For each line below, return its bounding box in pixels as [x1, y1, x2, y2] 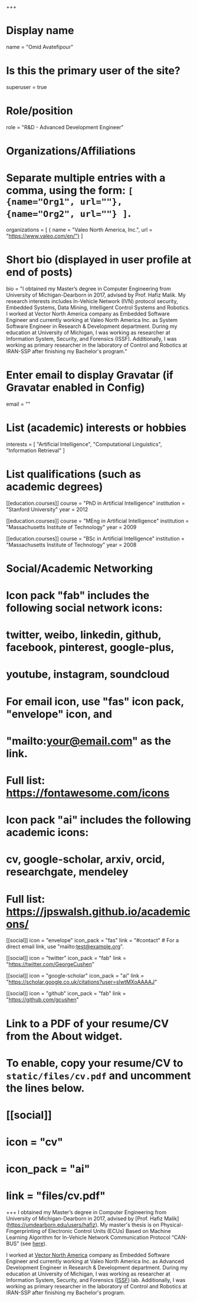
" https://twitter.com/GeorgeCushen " [6, 961, 94, 968]
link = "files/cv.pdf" [6, 1189, 106, 1203]
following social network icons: [6, 601, 163, 615]
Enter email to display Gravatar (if [6, 369, 174, 382]
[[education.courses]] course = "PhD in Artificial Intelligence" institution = [6, 499, 186, 507]
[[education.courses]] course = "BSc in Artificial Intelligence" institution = [6, 535, 185, 542]
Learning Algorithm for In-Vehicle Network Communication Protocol [6, 1234, 171, 1241]
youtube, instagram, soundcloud [6, 668, 170, 681]
